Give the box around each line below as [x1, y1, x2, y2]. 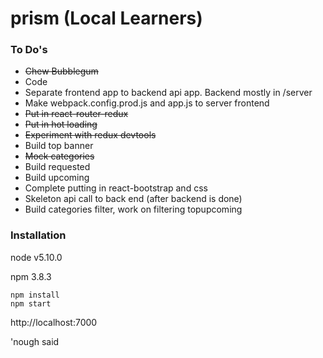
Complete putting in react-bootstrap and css [24, 182, 208, 194]
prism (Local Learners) [10, 7, 203, 30]
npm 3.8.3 [10, 270, 52, 282]
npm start [10, 298, 52, 309]
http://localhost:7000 [10, 316, 98, 328]
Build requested [24, 161, 91, 173]
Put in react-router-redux [24, 108, 129, 120]
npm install [10, 290, 60, 300]
